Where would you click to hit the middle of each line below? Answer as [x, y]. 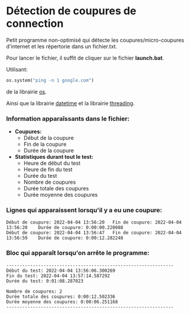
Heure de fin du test [48, 169]
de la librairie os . [26, 92]
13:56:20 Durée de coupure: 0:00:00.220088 [65, 228]
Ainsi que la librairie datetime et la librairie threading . [70, 103]
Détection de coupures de [71, 11]
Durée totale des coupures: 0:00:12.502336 [61, 296]
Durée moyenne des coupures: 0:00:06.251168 [62, 302]
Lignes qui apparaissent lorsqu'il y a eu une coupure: [84, 211]
